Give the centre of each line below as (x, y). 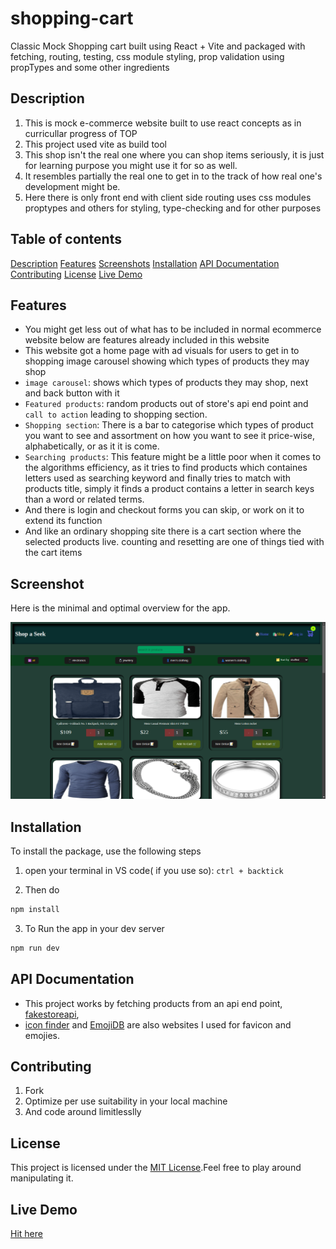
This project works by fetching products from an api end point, (153, 1003)
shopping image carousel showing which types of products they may (167, 361)
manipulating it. (42, 1178)
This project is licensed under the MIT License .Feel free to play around (156, 1168)
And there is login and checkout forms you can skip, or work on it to (164, 510)
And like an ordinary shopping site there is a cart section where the (163, 531)
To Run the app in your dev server (94, 928)
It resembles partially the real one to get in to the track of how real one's (173, 176)
